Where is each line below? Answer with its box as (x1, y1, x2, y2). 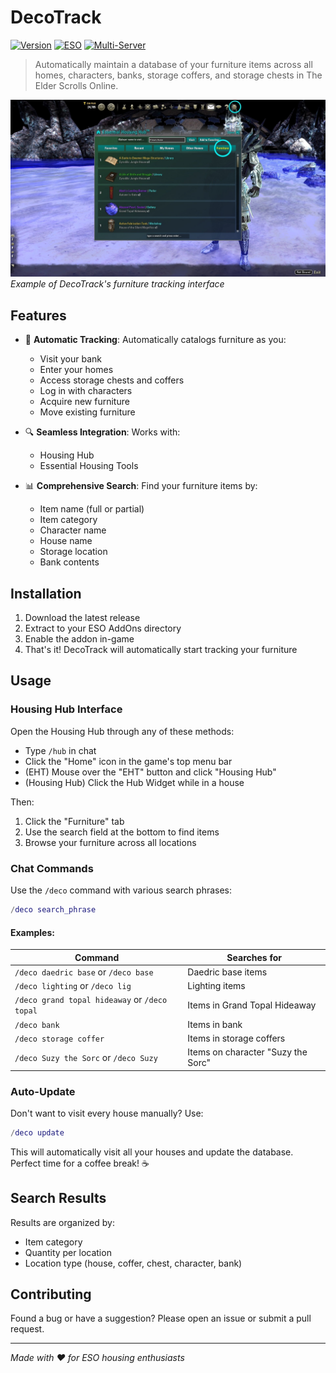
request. (10, 1323, 45, 1335)
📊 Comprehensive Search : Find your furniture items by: (24, 480, 258, 492)
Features (10, 307, 67, 324)
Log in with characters (39, 385, 133, 397)
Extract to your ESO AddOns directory (24, 622, 182, 635)
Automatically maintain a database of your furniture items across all (34, 58, 313, 70)
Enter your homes (39, 364, 114, 376)
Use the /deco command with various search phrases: (10, 884, 233, 896)
